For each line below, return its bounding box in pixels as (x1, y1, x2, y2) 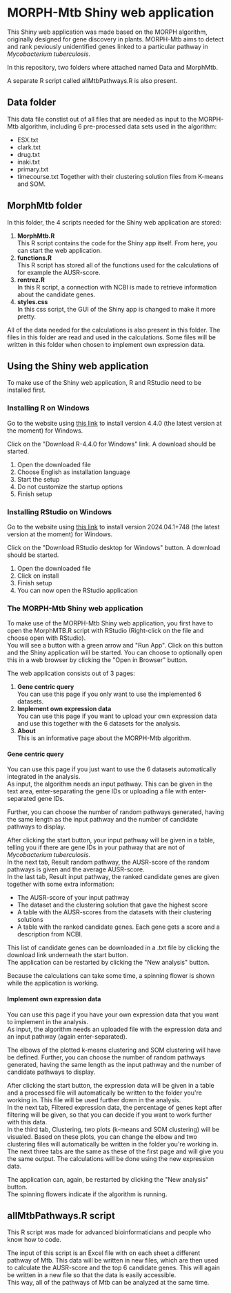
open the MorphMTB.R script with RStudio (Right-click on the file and (7, 627, 204, 635)
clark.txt (17, 143, 41, 151)
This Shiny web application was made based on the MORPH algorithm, (7, 28, 208, 36)
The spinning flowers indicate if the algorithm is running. (7, 1190, 168, 1198)
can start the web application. (17, 246, 102, 254)
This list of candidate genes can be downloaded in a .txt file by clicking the (7, 943, 220, 952)
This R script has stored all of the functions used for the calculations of (17, 261, 219, 269)
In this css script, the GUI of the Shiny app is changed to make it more (17, 305, 216, 313)
